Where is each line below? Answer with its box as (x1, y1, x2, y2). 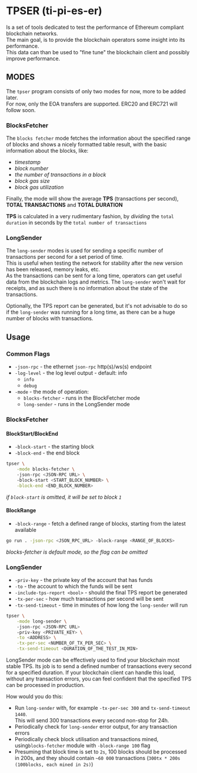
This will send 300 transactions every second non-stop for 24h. (14, 717, 169, 724)
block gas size (14, 177, 50, 185)
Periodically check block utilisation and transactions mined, (14, 736, 159, 743)
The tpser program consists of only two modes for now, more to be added (6, 87, 186, 95)
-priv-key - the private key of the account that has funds (14, 576, 153, 583)
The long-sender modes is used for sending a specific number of (6, 247, 163, 254)
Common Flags (6, 350, 51, 358)
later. (6, 94, 19, 101)
